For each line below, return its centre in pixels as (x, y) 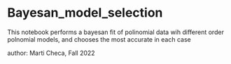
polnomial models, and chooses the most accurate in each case (99, 39)
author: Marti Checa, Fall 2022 (51, 53)
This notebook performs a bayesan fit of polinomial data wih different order (115, 32)
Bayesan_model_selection (85, 13)
